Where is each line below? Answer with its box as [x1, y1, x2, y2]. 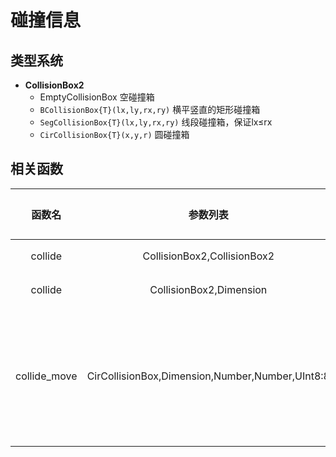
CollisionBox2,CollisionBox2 [142, 249, 275, 263]
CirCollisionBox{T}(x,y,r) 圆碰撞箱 [39, 129, 190, 140]
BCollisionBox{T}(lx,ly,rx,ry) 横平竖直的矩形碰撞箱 [39, 104, 261, 115]
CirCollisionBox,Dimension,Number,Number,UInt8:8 [86, 369, 330, 383]
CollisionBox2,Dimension [149, 282, 268, 296]
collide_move [15, 369, 78, 383]
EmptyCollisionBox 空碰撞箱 [39, 91, 155, 103]
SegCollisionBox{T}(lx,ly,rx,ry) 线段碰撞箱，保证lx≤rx [39, 116, 273, 128]
